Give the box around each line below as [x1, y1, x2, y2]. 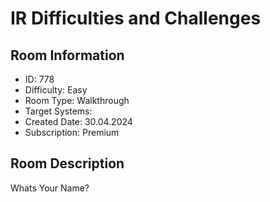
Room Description [10, 155, 125, 172]
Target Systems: [24, 105, 93, 117]
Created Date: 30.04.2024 [24, 116, 133, 127]
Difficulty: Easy [24, 84, 88, 96]
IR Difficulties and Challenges [10, 7, 262, 30]
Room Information [10, 47, 125, 64]
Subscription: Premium [24, 127, 120, 138]
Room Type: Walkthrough [24, 95, 130, 106]
